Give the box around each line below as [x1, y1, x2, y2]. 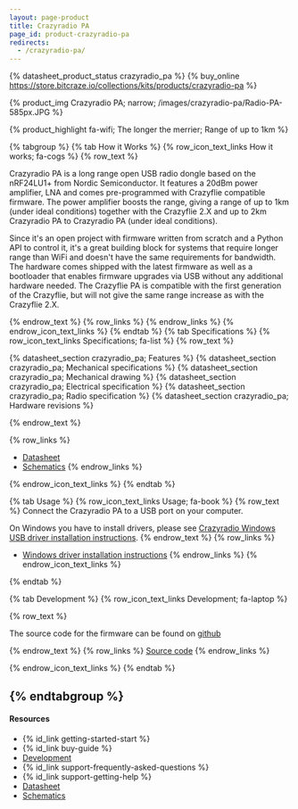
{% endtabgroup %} [9, 689, 125, 704]
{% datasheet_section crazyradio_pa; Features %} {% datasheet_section [9, 353, 277, 364]
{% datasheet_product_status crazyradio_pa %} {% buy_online [9, 70, 240, 81]
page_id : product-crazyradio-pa [9, 29, 129, 38]
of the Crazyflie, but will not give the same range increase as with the [9, 290, 265, 301]
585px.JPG [9, 107, 51, 118]
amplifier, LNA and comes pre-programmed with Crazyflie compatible [9, 187, 266, 198]
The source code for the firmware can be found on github [9, 628, 221, 639]
